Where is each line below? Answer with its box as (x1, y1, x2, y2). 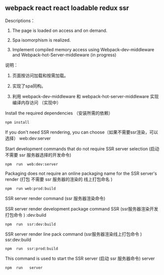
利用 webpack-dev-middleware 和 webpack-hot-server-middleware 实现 (12, 93, 159, 99)
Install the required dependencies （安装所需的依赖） (5, 110, 113, 116)
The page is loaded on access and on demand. (12, 27, 108, 34)
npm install (5, 120, 29, 125)
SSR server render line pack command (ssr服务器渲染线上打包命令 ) (5, 231, 142, 237)
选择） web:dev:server (5, 135, 51, 141)
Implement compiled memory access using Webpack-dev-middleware (12, 46, 155, 52)
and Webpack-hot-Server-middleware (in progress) (12, 52, 117, 58)
